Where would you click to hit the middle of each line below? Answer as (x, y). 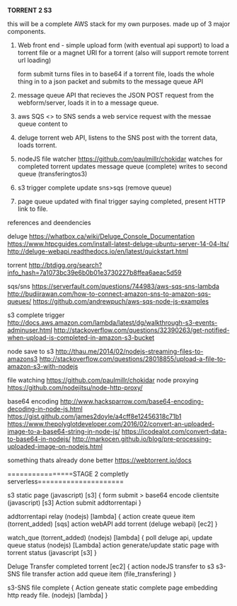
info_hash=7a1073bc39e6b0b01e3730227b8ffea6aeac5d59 (94, 273)
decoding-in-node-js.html (45, 409)
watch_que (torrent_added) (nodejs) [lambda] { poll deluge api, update (110, 538)
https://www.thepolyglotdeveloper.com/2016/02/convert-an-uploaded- (111, 424)
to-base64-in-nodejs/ (39, 439)
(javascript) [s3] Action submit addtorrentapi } (74, 503)
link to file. (33, 209)
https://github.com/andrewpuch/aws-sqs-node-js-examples (121, 301)
